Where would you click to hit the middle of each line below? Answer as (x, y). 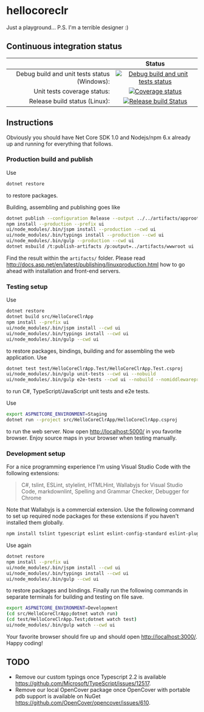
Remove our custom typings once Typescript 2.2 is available (90, 677)
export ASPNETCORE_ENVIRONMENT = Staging (57, 414)
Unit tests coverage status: (72, 91)
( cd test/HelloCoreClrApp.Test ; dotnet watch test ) (72, 620)
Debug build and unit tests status (63, 73)
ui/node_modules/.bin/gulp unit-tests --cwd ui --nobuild (81, 374)
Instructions (30, 123)
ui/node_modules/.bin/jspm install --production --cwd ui (81, 229)
